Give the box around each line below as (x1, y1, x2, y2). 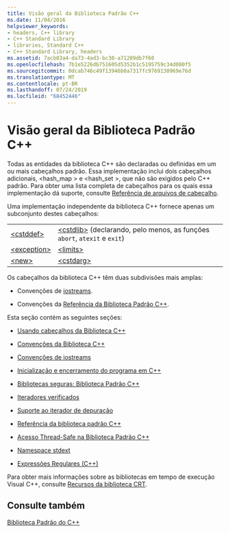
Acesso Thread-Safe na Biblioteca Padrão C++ (16, 433, 150, 441)
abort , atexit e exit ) (57, 233, 125, 243)
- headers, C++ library (7, 29, 75, 36)
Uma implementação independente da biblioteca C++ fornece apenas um (7, 202, 214, 210)
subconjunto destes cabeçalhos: (7, 209, 99, 217)
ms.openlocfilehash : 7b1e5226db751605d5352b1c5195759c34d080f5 (7, 61, 192, 68)
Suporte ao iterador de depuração (16, 406, 114, 414)
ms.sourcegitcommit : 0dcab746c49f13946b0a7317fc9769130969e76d (7, 67, 192, 74)
